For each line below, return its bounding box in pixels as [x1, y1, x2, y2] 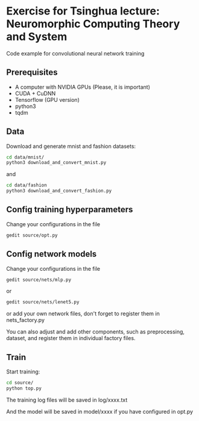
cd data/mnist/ [6, 154, 45, 160]
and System [6, 30, 68, 43]
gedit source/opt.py [6, 232, 58, 238]
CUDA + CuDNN [14, 89, 56, 97]
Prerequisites [6, 68, 58, 78]
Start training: [6, 368, 40, 375]
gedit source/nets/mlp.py [6, 276, 71, 283]
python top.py [6, 385, 42, 391]
